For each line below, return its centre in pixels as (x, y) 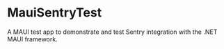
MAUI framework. (32, 39)
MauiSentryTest (55, 13)
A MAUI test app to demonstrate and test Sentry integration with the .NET (112, 32)
